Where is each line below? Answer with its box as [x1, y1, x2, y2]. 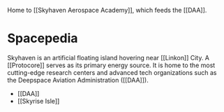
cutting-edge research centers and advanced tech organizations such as [7, 68, 217, 76]
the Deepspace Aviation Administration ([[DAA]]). [7, 76, 149, 84]
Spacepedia [7, 31, 78, 46]
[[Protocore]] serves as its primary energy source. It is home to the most [7, 61, 216, 69]
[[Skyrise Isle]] [17, 97, 60, 105]
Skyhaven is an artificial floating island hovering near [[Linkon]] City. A [7, 53, 210, 62]
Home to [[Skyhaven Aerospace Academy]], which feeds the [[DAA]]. [7, 6, 207, 14]
